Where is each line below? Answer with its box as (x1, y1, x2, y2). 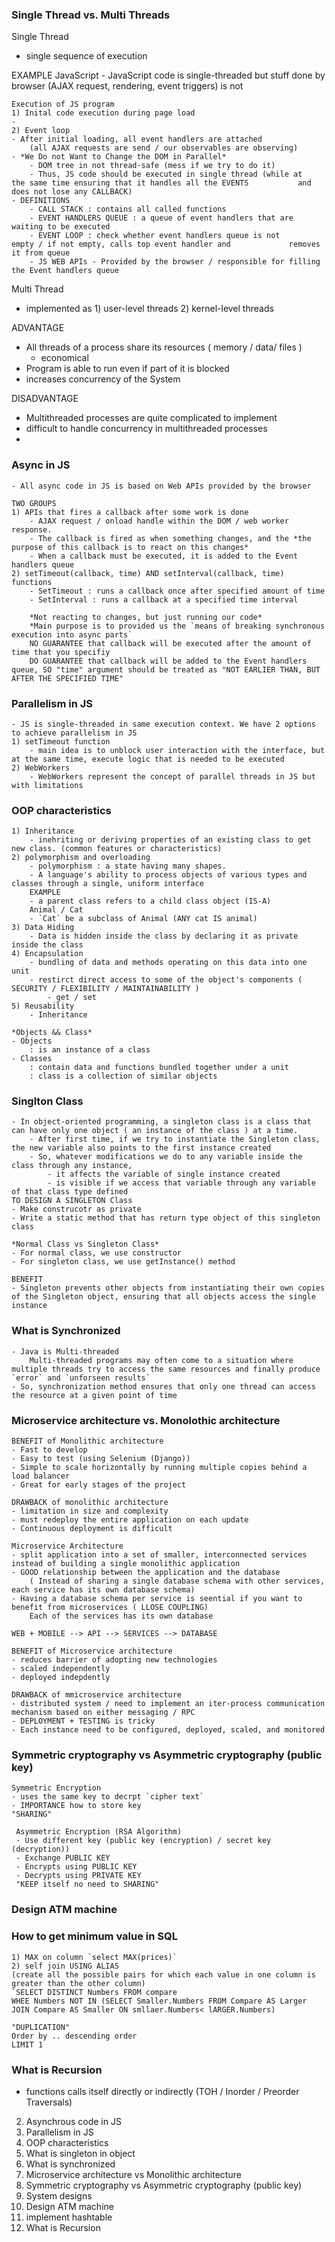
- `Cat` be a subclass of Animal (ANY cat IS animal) (29, 914, 258, 924)
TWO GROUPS (11, 498, 57, 508)
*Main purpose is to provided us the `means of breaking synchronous (29, 621, 326, 631)
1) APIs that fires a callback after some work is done (11, 507, 249, 517)
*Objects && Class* (11, 1028, 93, 1038)
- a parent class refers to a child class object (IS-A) (29, 896, 272, 907)
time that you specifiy (11, 647, 111, 657)
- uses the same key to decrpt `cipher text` (11, 1792, 204, 1802)
